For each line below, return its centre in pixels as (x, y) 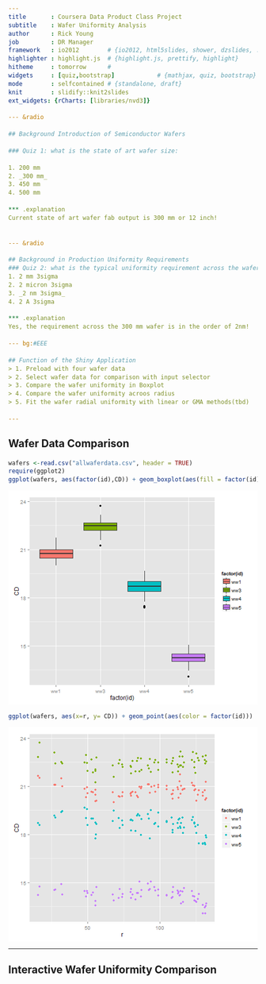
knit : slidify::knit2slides (68, 92)
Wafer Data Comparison (69, 444)
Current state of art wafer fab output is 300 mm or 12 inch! (113, 218)
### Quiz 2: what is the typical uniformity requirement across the (123, 268)
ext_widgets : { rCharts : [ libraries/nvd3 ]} (79, 100)
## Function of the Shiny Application (72, 360)
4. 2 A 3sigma (32, 302)
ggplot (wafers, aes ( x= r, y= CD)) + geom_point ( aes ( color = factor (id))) (131, 716)
